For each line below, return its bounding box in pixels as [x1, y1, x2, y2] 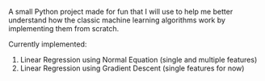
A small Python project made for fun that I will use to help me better [8, 7, 233, 16]
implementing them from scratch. [8, 24, 120, 33]
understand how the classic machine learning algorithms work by [8, 15, 226, 25]
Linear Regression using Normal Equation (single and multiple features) [19, 55, 258, 64]
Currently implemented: [8, 39, 87, 49]
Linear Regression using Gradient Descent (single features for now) [19, 63, 245, 73]
